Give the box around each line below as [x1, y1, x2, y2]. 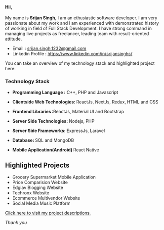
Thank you [5, 220, 27, 226]
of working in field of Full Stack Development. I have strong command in [5, 25, 152, 32]
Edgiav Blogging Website [12, 184, 63, 190]
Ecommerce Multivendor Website [12, 195, 81, 201]
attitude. [5, 36, 22, 42]
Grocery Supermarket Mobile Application [12, 174, 96, 180]
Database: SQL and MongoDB [12, 137, 74, 143]
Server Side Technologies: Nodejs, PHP [12, 118, 95, 124]
